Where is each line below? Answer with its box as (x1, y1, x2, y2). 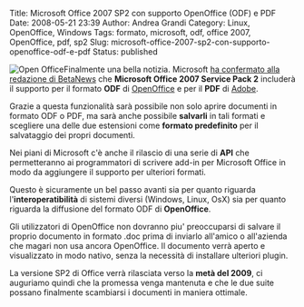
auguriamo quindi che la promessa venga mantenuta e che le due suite (9, 277, 275, 288)
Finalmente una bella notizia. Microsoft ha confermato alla (63, 64, 280, 74)
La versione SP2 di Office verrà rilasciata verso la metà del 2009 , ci (9, 268, 263, 278)
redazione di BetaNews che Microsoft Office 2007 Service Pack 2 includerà (9, 74, 296, 84)
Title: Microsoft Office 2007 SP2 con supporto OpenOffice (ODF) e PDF (9, 8, 277, 18)
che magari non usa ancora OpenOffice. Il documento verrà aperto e (9, 241, 266, 251)
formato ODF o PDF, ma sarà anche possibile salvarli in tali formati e (9, 111, 266, 121)
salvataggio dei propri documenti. (9, 130, 136, 140)
